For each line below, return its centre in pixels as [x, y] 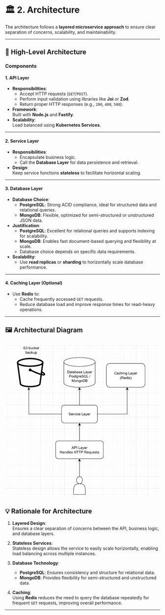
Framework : [25, 109]
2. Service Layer [22, 141]
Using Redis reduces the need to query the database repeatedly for [81, 597]
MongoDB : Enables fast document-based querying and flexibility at [88, 241]
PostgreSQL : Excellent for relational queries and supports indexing [87, 231]
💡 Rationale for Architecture [49, 511]
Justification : [26, 225]
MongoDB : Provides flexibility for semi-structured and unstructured [88, 578]
